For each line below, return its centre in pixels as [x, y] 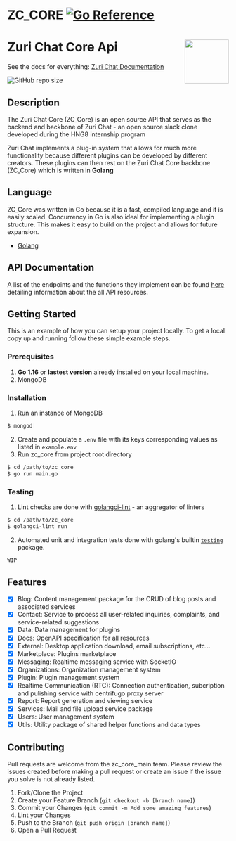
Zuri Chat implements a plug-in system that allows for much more [102, 148]
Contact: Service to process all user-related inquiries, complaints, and [118, 615]
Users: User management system [66, 717]
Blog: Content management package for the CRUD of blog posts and [117, 599]
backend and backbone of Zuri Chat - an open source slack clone [103, 127]
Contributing [36, 747]
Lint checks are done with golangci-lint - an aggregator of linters [111, 507]
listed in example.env [47, 447]
